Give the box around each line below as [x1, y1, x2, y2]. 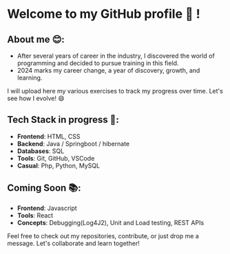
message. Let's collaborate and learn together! [7, 239, 140, 247]
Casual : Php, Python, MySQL [17, 161, 101, 170]
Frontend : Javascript [17, 204, 77, 212]
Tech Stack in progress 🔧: [7, 114, 119, 126]
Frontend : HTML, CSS [17, 132, 81, 140]
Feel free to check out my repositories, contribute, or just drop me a [7, 231, 200, 240]
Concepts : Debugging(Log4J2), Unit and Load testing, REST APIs [17, 218, 205, 227]
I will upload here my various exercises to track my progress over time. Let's [7, 87, 224, 95]
